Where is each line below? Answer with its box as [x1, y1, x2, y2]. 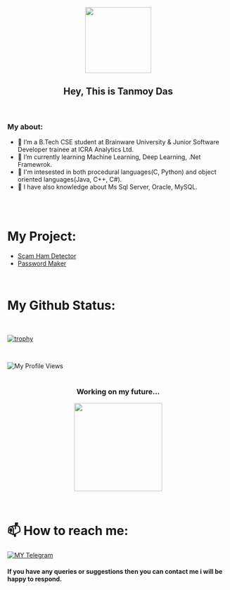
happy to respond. [7, 575, 63, 583]
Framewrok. [17, 161, 53, 169]
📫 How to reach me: [7, 523, 129, 539]
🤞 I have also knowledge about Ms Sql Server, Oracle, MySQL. [17, 183, 198, 192]
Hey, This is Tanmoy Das [63, 85, 174, 98]
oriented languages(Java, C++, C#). [17, 175, 122, 184]
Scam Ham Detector [17, 252, 77, 261]
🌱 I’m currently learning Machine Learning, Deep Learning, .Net [17, 153, 201, 161]
